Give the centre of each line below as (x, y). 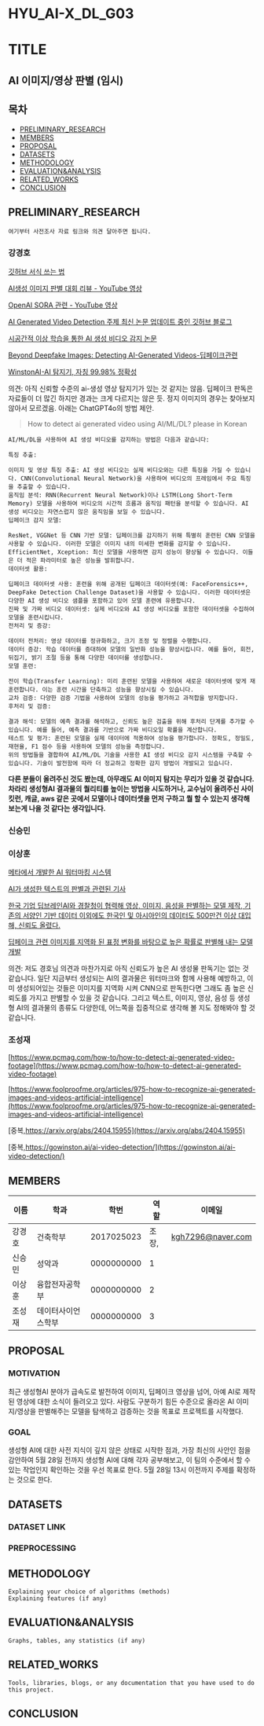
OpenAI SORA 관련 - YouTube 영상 (63, 305)
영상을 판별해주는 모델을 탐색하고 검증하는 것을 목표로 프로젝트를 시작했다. (130, 1411)
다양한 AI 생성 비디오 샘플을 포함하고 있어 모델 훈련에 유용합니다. (102, 601)
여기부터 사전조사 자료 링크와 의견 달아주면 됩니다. (80, 232)
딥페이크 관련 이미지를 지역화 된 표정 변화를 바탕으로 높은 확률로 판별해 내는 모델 (131, 942)
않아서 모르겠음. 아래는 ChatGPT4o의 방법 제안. (81, 408)
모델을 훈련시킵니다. (36, 617)
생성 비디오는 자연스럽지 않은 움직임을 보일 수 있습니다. (87, 511)
